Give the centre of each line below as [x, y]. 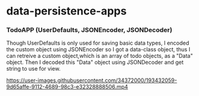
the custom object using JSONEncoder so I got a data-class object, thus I [98, 50]
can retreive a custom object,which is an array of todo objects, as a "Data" [100, 56]
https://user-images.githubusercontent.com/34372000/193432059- [92, 80]
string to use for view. [33, 69]
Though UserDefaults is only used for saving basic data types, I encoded [98, 43]
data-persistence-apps [66, 11]
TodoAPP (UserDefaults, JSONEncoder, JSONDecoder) [89, 30]
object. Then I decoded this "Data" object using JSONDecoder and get [95, 62]
